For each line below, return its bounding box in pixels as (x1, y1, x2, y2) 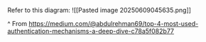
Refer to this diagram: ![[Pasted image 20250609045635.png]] (7, 6, 192, 14)
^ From (7, 20, 28, 27)
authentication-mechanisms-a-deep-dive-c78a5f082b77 (7, 27, 175, 35)
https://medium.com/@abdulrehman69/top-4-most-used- (28, 20, 199, 27)
